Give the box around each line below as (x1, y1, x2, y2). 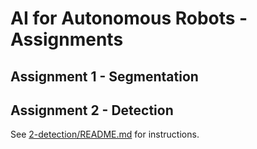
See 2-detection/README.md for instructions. (10, 128, 200, 141)
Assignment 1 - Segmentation (10, 68, 199, 85)
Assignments (10, 28, 124, 51)
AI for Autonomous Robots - (10, 7, 248, 30)
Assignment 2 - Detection (10, 102, 174, 119)
